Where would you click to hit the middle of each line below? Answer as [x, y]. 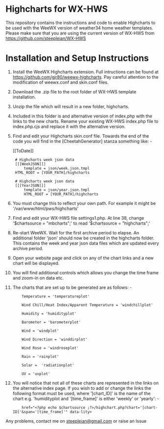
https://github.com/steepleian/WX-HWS [46, 38]
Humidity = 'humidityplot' [49, 314]
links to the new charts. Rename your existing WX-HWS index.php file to [85, 121]
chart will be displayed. [36, 263]
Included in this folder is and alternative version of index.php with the [82, 116]
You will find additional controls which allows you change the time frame [85, 272]
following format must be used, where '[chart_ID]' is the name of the [82, 393]
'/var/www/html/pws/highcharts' [46, 208]
